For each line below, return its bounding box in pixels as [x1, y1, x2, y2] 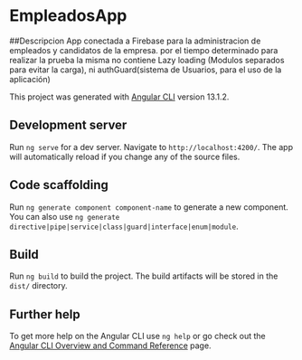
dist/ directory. [9, 280, 68, 291]
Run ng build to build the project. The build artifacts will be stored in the [9, 270, 278, 281]
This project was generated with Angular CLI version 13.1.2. [9, 91, 230, 102]
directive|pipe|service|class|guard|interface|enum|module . [9, 221, 239, 232]
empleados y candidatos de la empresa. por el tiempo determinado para [9, 44, 278, 55]
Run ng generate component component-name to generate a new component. [9, 201, 289, 213]
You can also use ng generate [9, 211, 120, 222]
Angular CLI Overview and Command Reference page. [9, 340, 212, 351]
